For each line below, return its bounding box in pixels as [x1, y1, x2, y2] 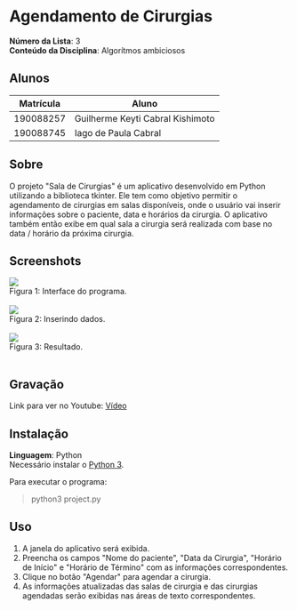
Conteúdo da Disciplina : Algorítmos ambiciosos [9, 44, 186, 55]
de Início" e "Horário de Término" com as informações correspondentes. [21, 562, 289, 573]
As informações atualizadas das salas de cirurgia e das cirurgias [21, 581, 258, 591]
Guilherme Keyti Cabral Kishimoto [74, 112, 215, 124]
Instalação [9, 426, 69, 441]
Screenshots [9, 253, 82, 269]
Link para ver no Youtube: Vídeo [9, 400, 127, 411]
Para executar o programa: [9, 477, 108, 486]
